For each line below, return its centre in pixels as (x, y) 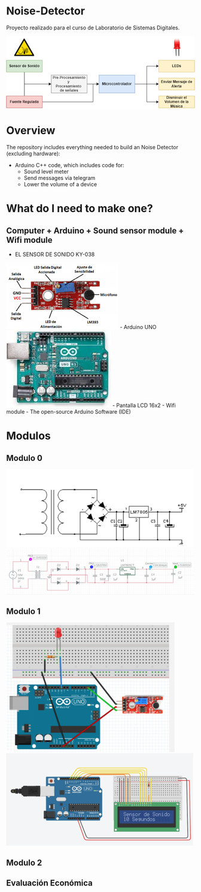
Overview (31, 131)
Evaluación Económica (49, 883)
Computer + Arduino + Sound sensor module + (95, 230)
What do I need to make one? (80, 209)
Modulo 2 (24, 862)
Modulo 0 (25, 458)
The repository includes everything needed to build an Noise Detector (92, 147)
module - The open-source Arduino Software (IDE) (69, 412)
